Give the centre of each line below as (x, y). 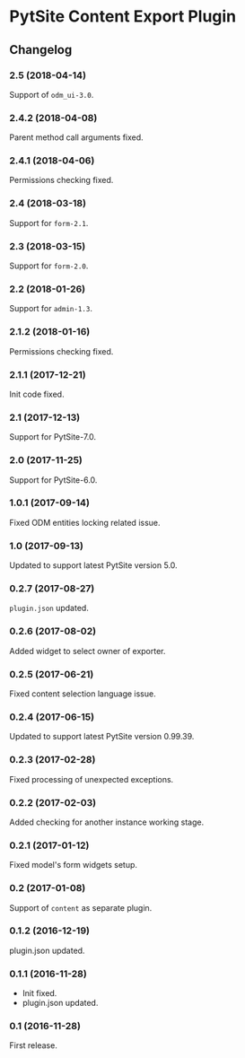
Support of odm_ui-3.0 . (52, 94)
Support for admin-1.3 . (51, 309)
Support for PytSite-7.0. (53, 437)
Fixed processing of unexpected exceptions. (92, 779)
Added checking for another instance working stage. (107, 822)
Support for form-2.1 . (49, 223)
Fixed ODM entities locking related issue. (85, 522)
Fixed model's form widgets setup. (73, 865)
